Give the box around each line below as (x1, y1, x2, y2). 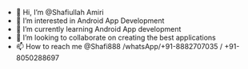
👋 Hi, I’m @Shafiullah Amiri (15, 8, 104, 17)
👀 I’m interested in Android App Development (15, 16, 165, 25)
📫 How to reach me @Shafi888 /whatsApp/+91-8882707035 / (15, 42, 223, 51)
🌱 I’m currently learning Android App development (15, 25, 182, 33)
